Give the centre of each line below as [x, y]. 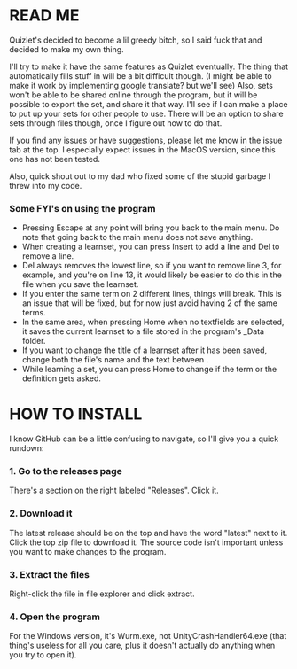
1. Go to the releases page [66, 471]
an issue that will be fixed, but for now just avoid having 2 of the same [149, 303]
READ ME [44, 16]
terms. [34, 313]
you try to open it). [43, 655]
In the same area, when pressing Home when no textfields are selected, [153, 322]
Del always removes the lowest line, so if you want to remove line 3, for [152, 266]
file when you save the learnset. [80, 284]
